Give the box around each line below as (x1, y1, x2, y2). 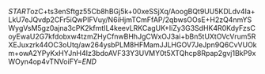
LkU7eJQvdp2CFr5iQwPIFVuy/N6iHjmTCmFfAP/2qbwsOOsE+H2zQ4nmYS (8, 15, 252, 24)
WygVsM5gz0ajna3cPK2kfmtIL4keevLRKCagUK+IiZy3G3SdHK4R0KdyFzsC (8, 24, 256, 32)
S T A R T (8, 7, 31, 16)
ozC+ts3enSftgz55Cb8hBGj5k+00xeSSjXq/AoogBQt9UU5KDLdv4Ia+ (30, 7, 256, 16)
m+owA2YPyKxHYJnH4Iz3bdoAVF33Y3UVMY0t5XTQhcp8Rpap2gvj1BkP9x (8, 49, 256, 57)
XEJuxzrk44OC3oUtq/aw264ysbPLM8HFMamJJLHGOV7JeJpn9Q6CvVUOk (8, 40, 257, 50)
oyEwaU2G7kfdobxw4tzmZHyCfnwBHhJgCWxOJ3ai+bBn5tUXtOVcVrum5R (8, 31, 256, 41)
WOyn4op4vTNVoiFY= (8, 57, 83, 66)
